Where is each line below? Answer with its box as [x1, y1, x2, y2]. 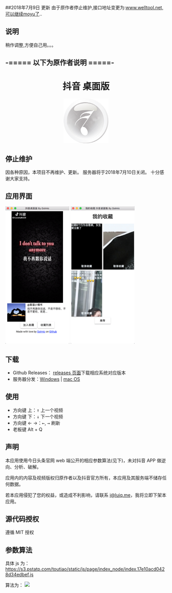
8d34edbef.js [5, 571, 34, 578]
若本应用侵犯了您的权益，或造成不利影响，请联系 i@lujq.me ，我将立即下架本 [5, 492, 166, 498]
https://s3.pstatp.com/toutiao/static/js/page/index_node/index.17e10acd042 [5, 566, 165, 572]
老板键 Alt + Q [12, 426, 42, 432]
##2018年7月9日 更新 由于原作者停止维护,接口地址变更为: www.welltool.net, [5, 5, 164, 10]
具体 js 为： [5, 560, 30, 566]
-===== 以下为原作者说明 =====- [5, 58, 115, 67]
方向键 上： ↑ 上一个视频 [12, 407, 63, 413]
